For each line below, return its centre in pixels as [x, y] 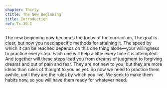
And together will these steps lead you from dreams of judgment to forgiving [84, 59]
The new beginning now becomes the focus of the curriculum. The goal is [81, 38]
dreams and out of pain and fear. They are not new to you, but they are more [84, 64]
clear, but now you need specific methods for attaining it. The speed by [79, 43]
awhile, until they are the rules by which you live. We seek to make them [79, 75]
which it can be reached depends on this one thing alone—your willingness [82, 48]
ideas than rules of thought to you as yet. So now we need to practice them [83, 70]
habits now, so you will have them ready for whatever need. [66, 80]
